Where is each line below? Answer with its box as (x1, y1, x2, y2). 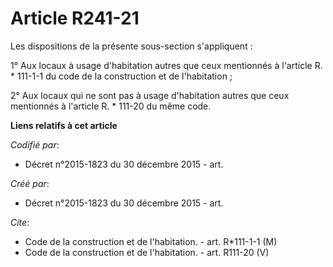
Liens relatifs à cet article (10, 119, 118, 131)
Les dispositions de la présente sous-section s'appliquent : (10, 40, 253, 52)
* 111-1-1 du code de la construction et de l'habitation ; (10, 70, 233, 82)
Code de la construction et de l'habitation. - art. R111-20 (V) (24, 246, 270, 258)
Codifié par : (10, 138, 60, 151)
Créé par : (10, 177, 50, 189)
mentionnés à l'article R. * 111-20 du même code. (10, 100, 212, 112)
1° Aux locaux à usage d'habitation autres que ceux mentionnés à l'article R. (10, 59, 323, 71)
